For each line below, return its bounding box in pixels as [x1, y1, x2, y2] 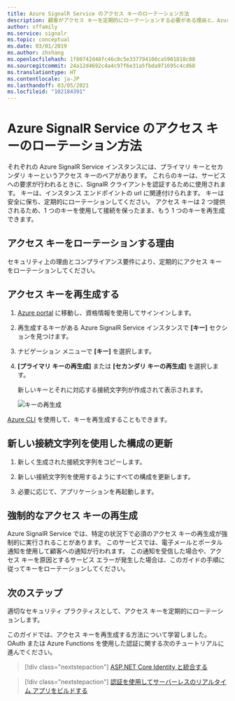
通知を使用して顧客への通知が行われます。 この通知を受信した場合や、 [7, 547, 210, 555]
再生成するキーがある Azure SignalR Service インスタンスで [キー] [17, 323, 208, 332]
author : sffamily [7, 23, 58, 30]
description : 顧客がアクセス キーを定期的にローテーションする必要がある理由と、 [7, 17, 218, 24]
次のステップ [7, 587, 63, 599]
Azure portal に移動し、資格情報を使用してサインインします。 [17, 309, 196, 317]
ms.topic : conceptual [7, 36, 71, 43]
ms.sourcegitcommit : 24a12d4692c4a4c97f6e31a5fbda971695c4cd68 [7, 62, 196, 69]
